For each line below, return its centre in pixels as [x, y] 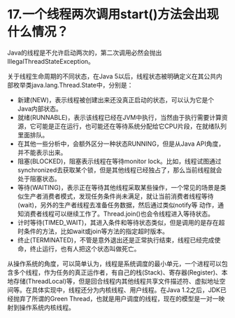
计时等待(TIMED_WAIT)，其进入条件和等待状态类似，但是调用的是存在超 [121, 222]
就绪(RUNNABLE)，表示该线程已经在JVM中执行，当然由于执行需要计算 [119, 117]
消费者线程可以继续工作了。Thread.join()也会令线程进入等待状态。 [119, 214]
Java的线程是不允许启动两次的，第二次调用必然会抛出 [85, 53]
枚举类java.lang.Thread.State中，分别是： [73, 85]
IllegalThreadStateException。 [51, 61]
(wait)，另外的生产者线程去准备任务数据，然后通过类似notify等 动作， [117, 205]
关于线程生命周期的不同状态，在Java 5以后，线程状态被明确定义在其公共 [112, 76]
